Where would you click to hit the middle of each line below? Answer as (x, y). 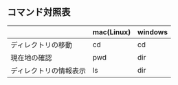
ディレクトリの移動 (41, 45)
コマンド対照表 (39, 12)
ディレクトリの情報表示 (48, 71)
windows (153, 32)
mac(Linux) (112, 32)
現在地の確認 (32, 58)
